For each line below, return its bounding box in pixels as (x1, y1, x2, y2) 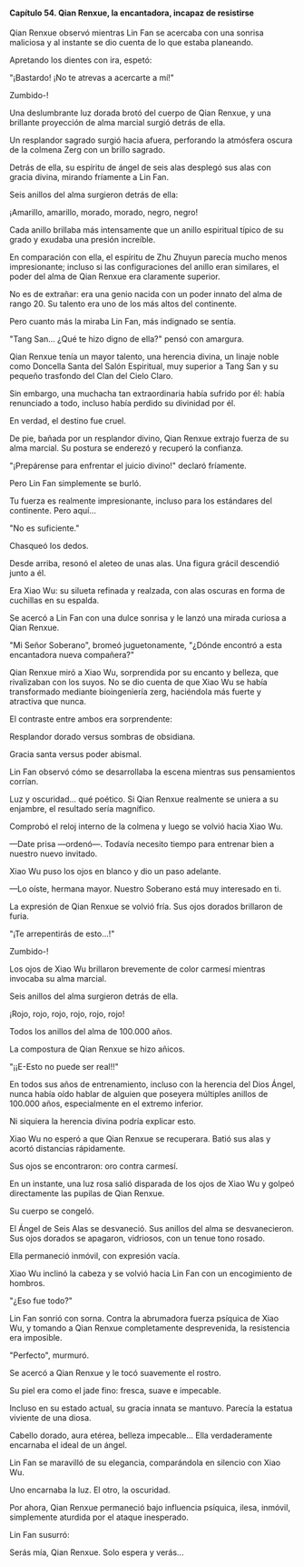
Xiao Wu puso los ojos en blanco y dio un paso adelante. (9, 866, 221, 877)
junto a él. (9, 568, 47, 579)
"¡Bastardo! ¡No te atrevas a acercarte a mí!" (9, 73, 175, 84)
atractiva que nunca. (9, 696, 86, 707)
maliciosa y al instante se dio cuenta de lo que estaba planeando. (9, 37, 254, 48)
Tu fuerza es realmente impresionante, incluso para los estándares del (9, 495, 272, 506)
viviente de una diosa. (9, 1412, 93, 1423)
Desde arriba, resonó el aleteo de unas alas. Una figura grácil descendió (9, 558, 279, 569)
